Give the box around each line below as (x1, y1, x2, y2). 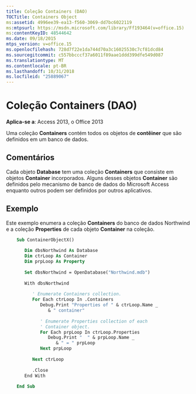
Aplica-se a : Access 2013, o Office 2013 (6, 118, 104, 126)
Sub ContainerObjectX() (16, 237, 75, 243)
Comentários (6, 153, 55, 163)
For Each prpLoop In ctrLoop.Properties (40, 329, 140, 335)
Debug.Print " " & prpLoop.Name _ (47, 334, 135, 341)
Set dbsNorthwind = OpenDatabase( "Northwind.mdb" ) (24, 269, 150, 275)
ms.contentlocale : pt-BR (6, 63, 67, 69)
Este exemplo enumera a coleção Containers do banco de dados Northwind (6, 219, 190, 226)
